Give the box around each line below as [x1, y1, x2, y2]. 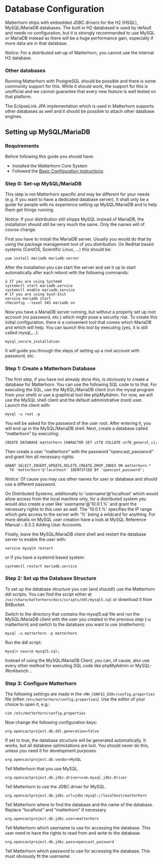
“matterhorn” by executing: [5, 430, 59, 436]
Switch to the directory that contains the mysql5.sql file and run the [5, 611, 140, 617]
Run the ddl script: [5, 639, 42, 645]
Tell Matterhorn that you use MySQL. [5, 766, 79, 772]
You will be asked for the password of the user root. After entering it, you [5, 420, 151, 426]
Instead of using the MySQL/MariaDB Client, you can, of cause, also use [5, 657, 150, 663]
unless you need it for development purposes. [5, 748, 97, 754]
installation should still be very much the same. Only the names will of [5, 221, 145, 227]
